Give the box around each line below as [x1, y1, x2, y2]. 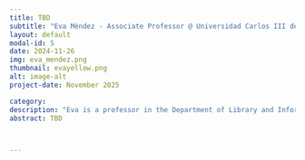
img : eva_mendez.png [9, 55, 88, 64]
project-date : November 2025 [9, 80, 120, 89]
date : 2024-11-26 [9, 47, 75, 56]
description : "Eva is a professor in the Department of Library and [9, 105, 274, 114]
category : [9, 97, 47, 106]
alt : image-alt [9, 72, 67, 81]
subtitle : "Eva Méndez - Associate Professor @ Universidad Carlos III [9, 22, 286, 31]
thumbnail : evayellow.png [9, 64, 107, 73]
